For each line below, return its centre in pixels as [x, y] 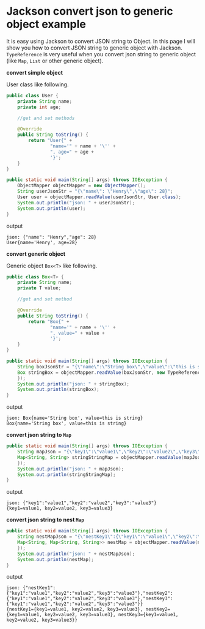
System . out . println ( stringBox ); [58, 390]
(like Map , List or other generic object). [55, 61]
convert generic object [36, 254]
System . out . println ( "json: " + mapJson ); [70, 469]
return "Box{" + [49, 322]
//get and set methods [46, 118]
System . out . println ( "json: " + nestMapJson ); [76, 554]
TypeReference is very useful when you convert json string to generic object [101, 54]
